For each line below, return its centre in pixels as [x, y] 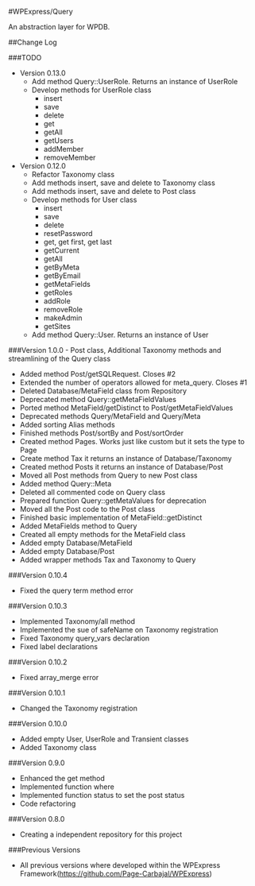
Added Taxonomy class [58, 747]
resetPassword [68, 233]
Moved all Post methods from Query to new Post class [108, 475]
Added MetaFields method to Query [78, 526]
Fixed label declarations [58, 646]
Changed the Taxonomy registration [78, 708]
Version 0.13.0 [42, 73]
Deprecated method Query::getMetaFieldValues [98, 399]
